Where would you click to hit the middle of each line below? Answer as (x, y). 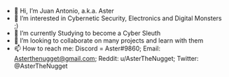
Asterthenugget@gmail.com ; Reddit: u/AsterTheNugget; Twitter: (106, 58)
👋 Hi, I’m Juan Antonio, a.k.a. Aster (64, 11)
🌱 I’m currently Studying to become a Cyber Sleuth (87, 33)
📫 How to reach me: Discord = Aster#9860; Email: (87, 48)
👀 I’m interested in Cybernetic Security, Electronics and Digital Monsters (118, 18)
